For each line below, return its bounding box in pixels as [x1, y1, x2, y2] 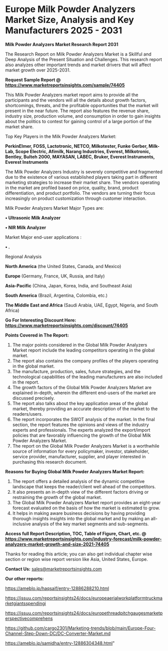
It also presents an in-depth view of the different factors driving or [12, 489, 149, 495]
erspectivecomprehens [5, 615, 53, 621]
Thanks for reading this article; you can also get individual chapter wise [5, 551, 152, 557]
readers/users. [12, 411, 43, 417]
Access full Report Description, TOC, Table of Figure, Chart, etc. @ [5, 530, 146, 536]
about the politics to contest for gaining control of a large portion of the [5, 118, 152, 124]
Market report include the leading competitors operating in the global [12, 347, 155, 353]
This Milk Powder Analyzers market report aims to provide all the [5, 92, 138, 98]
